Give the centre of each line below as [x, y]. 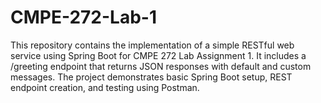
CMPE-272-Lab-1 [84, 17]
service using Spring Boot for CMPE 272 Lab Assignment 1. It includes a [158, 55]
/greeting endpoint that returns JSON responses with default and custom [161, 66]
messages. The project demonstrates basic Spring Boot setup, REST [151, 77]
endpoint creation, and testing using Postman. [105, 87]
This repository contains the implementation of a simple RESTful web [152, 45]
